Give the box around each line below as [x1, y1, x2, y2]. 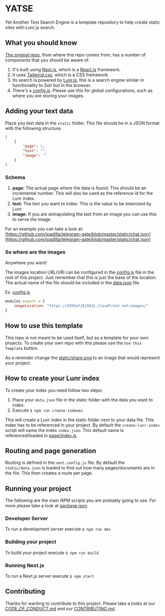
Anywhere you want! [5, 260, 47, 266]
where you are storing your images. [12, 92, 85, 98]
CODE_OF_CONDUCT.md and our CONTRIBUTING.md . [5, 606, 116, 612]
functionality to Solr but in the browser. [12, 82, 92, 88]
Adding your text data [5, 107, 73, 116]
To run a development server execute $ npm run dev [5, 526, 111, 532]
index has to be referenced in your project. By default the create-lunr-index [5, 422, 160, 428]
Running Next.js [5, 562, 44, 569]
